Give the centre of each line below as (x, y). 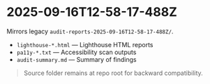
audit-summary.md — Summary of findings (76, 59)
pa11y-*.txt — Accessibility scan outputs (76, 52)
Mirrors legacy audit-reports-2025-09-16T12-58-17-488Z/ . (90, 31)
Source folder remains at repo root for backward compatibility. (113, 73)
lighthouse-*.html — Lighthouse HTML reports (85, 44)
